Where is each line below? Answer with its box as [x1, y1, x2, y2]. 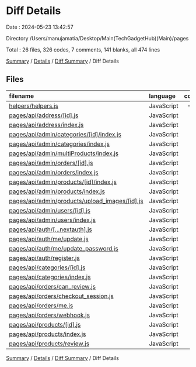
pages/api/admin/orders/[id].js [9, 159, 93, 167]
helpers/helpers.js [9, 101, 58, 109]
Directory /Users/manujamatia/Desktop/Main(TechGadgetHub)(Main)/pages [6, 35, 189, 42]
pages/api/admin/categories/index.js [9, 139, 110, 148]
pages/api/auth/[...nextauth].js [9, 225, 92, 234]
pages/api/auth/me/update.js [9, 235, 89, 243]
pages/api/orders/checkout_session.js [9, 291, 114, 300]
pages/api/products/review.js [9, 339, 89, 348]
